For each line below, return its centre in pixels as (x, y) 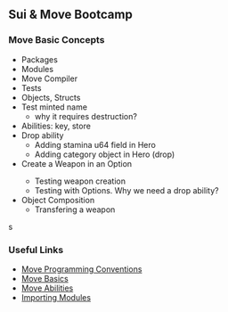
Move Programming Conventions (81, 269)
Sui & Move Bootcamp (70, 15)
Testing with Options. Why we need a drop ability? (126, 190)
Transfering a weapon (75, 209)
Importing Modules (56, 297)
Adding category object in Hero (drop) (105, 154)
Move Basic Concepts (57, 40)
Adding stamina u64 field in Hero (95, 144)
